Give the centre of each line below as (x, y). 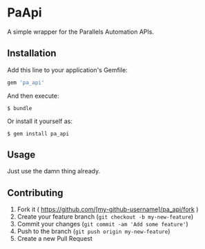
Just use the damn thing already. (54, 171)
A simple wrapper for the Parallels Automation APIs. (80, 32)
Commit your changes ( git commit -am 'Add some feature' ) (102, 224)
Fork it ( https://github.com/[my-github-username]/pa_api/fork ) (108, 209)
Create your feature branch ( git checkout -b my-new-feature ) (105, 217)
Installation (32, 53)
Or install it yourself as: (40, 121)
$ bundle (20, 108)
